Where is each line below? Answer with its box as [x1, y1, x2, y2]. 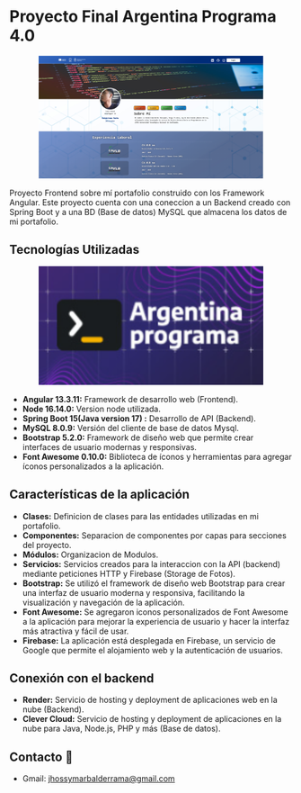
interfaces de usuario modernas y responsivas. [22, 441, 198, 452]
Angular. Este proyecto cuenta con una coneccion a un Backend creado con [9, 196, 291, 208]
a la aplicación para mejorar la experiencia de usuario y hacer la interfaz [22, 616, 290, 626]
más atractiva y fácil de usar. [22, 626, 129, 636]
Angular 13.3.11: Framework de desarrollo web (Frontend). [22, 393, 239, 404]
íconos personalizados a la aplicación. [22, 461, 164, 472]
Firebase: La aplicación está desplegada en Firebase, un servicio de [22, 635, 276, 645]
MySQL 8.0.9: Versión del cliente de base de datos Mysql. [22, 422, 240, 433]
